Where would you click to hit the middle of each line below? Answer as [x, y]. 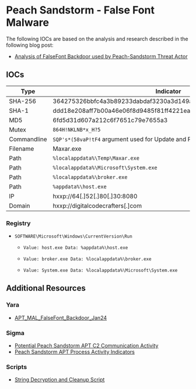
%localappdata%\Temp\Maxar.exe [96, 158]
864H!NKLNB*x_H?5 [77, 130]
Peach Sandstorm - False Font [80, 10]
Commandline [28, 139]
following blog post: [30, 45]
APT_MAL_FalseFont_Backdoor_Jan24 [61, 318]
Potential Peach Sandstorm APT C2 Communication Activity [86, 346]
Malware [28, 23]
